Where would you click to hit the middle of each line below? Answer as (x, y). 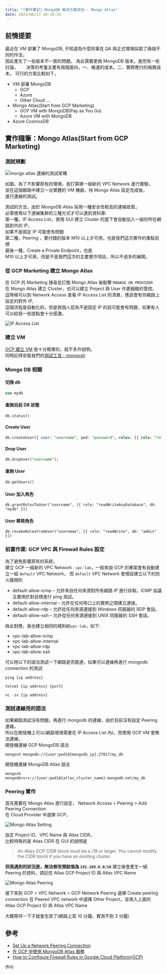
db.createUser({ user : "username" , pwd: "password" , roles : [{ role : (79, 438)
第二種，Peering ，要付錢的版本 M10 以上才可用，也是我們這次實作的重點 (80, 238)
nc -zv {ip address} (27, 695)
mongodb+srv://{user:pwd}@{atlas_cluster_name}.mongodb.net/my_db (75, 778)
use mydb (14, 393)
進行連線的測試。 (23, 196)
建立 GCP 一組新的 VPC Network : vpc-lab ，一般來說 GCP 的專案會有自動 (80, 567)
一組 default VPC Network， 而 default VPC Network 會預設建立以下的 (82, 574)
